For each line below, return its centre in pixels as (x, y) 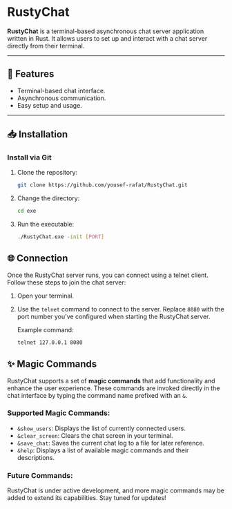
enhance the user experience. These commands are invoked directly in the (114, 388)
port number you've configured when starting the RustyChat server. (114, 316)
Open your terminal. (46, 296)
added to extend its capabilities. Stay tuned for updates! (87, 498)
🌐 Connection (38, 259)
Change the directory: (48, 198)
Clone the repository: (47, 173)
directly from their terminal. (46, 46)
